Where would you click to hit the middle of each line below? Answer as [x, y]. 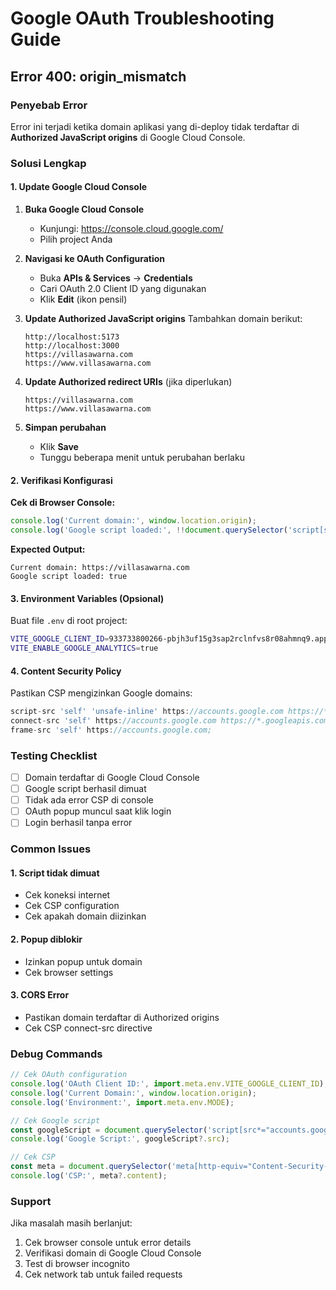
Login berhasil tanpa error [78, 823]
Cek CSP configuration [72, 906]
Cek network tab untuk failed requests [103, 1274]
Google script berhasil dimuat [85, 789]
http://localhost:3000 [72, 346]
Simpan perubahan [65, 427]
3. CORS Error [40, 995]
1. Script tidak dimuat [55, 873]
